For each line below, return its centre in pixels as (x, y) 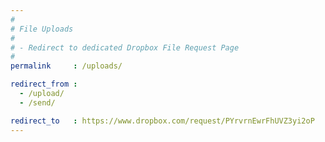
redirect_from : (44, 84)
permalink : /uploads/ (66, 66)
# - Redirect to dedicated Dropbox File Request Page (125, 47)
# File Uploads (42, 29)
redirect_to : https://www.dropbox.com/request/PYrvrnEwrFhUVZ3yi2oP (162, 121)
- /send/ (37, 102)
